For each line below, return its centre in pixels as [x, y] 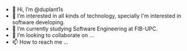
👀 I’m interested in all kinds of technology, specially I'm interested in [97, 16]
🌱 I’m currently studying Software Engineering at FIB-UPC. [85, 29]
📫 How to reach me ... [40, 42]
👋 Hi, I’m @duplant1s [38, 9]
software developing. [38, 22]
